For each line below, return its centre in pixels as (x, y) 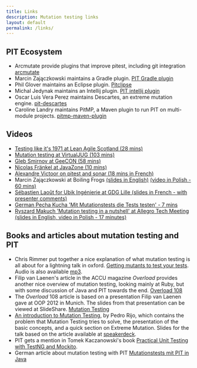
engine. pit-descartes (41, 103)
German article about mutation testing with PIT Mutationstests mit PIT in (102, 353)
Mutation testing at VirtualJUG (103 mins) (65, 155)
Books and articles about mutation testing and (93, 236)
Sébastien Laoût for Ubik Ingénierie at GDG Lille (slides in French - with (101, 192)
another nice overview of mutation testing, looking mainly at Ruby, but (99, 284)
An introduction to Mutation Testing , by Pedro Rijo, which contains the (99, 315)
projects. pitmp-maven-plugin (71, 116)
